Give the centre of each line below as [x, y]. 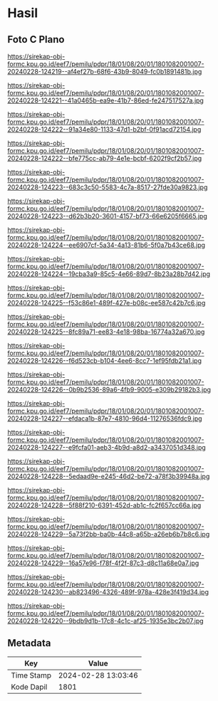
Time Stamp [31, 675]
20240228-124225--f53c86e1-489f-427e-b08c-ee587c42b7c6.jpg [107, 303]
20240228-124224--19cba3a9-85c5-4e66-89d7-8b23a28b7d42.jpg [109, 274]
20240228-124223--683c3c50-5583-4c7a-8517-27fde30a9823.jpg [108, 187]
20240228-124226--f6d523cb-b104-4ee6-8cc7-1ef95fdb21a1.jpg [104, 360]
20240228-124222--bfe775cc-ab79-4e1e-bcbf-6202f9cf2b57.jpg [105, 158]
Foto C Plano [36, 39]
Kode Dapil [29, 687]
